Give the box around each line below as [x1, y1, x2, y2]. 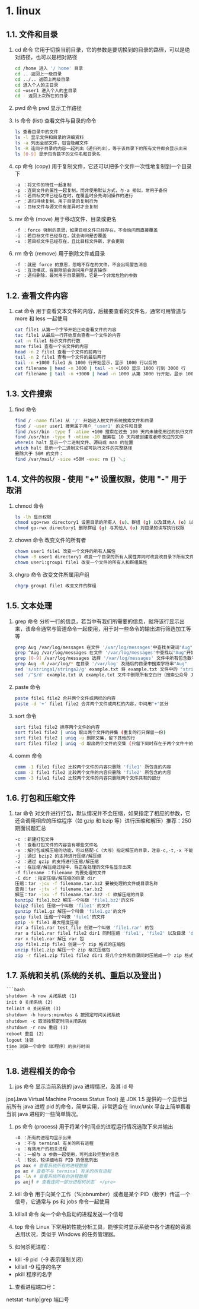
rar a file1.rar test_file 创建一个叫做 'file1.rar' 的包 [14, 925, 154, 931]
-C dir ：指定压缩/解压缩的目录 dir [14, 875, 96, 881]
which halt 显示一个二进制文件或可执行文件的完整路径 [14, 445, 133, 451]
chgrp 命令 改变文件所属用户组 [14, 571, 90, 578]
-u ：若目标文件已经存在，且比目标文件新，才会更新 [14, 238, 124, 244]
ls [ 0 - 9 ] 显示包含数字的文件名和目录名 [14, 151, 101, 157]
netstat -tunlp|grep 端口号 [6, 1296, 69, 1303]
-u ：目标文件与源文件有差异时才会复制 [14, 204, 98, 210]
